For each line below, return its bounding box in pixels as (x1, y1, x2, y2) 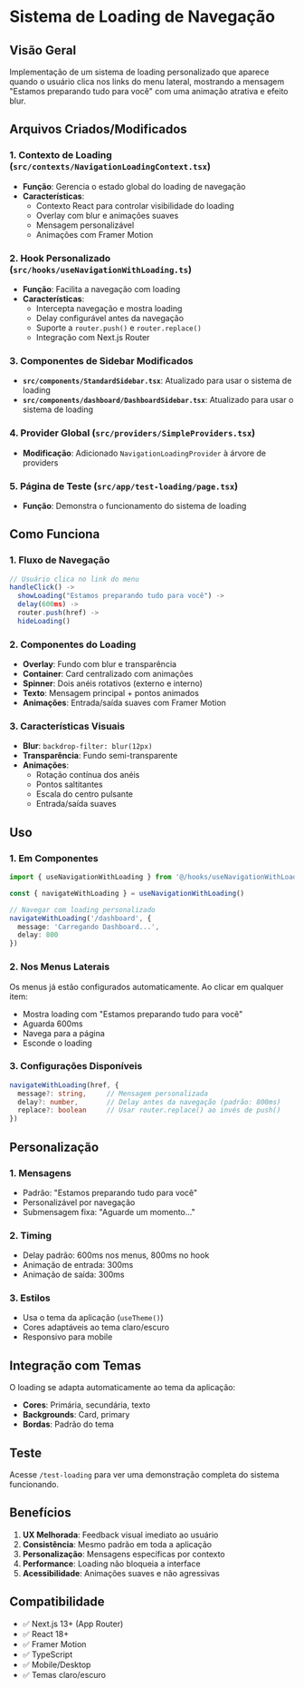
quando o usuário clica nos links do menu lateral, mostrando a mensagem (9, 76, 285, 87)
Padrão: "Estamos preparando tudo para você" (22, 1187, 198, 1198)
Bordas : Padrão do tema (22, 1418, 115, 1430)
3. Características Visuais (9, 720, 125, 732)
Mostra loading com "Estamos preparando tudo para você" (22, 1008, 243, 1019)
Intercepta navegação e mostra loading (35, 302, 183, 314)
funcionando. (9, 1479, 59, 1490)
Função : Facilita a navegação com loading (22, 283, 181, 294)
